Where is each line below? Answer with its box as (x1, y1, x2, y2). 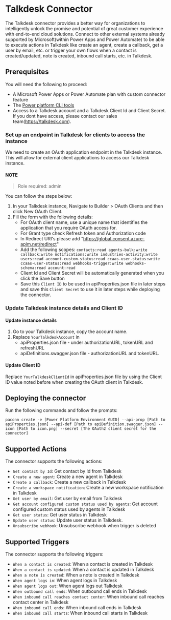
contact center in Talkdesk (12, 599, 69, 605)
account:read (47, 265, 76, 271)
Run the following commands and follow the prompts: (5, 407, 117, 414)
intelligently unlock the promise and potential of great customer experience (5, 25, 163, 31)
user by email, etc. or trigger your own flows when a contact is (5, 47, 137, 53)
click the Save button (20, 275, 65, 282)
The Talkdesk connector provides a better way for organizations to (5, 20, 145, 26)
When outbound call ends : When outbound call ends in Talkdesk (12, 588, 147, 594)
